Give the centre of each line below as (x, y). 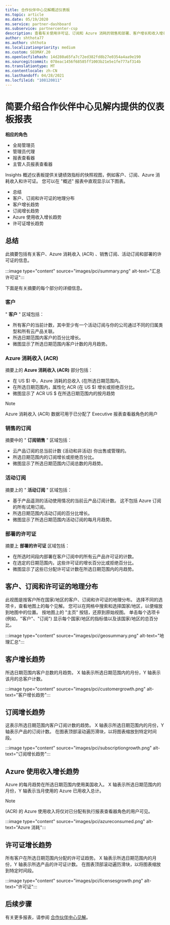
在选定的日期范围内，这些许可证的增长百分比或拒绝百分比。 (74, 563)
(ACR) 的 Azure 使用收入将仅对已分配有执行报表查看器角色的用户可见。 (79, 811)
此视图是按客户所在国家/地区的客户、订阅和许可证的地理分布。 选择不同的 (82, 600)
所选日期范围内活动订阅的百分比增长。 (52, 513)
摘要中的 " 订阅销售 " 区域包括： (39, 440)
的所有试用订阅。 (30, 507)
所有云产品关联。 (39, 331)
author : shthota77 (24, 38)
